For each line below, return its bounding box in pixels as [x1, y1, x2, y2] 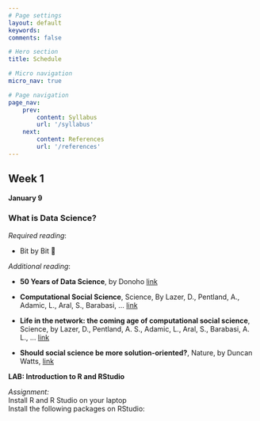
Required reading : [8, 230, 67, 240]
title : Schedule [8, 55, 62, 63]
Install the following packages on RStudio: [8, 404, 145, 413]
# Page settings [8, 11, 62, 20]
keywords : [8, 26, 41, 34]
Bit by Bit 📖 [19, 246, 56, 256]
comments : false [8, 33, 62, 42]
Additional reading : [8, 261, 71, 271]
